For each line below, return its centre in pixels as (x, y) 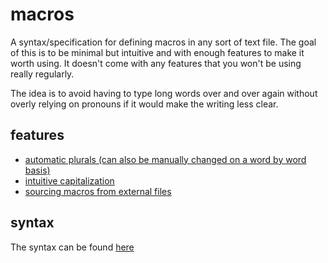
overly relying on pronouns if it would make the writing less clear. (144, 104)
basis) (37, 170)
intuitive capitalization (69, 180)
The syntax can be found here (72, 247)
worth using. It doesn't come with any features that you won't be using (156, 63)
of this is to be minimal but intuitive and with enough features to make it (157, 52)
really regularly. (42, 74)
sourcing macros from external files (98, 191)
